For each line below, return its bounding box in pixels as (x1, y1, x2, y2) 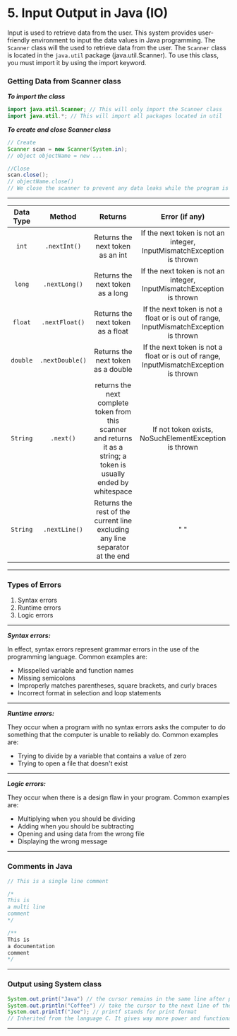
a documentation (7, 943, 55, 950)
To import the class (7, 92, 66, 101)
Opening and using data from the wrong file (17, 830, 145, 838)
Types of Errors (7, 580, 62, 590)
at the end (96, 551, 130, 561)
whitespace (94, 486, 133, 496)
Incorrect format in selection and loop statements (17, 689, 162, 698)
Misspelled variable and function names (17, 666, 134, 675)
